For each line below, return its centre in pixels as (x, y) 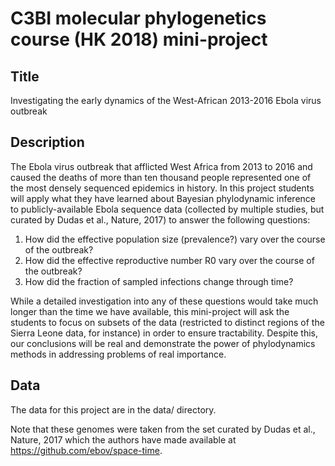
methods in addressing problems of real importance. (118, 354)
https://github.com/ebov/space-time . (86, 450)
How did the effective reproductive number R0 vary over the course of (169, 260)
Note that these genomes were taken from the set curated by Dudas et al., (163, 429)
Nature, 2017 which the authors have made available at (123, 439)
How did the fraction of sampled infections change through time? (159, 281)
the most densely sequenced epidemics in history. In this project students (162, 188)
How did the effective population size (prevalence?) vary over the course (175, 239)
